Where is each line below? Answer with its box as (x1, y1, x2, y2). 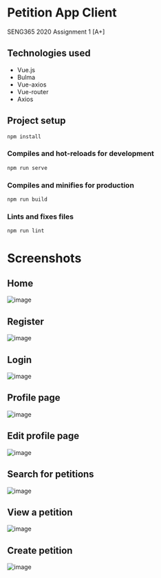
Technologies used (7, 47, 91, 59)
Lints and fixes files (7, 212, 74, 221)
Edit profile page (7, 430, 80, 442)
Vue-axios (17, 80, 47, 89)
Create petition (7, 544, 73, 556)
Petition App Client (7, 5, 117, 21)
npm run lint (7, 227, 45, 234)
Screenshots (7, 250, 82, 266)
